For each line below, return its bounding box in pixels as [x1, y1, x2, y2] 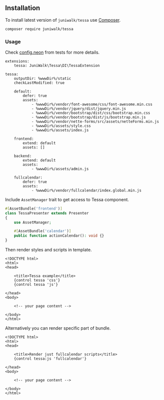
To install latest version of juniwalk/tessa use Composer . [5, 17, 121, 23]
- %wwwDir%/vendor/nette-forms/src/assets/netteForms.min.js [31, 119, 160, 124]
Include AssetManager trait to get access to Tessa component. [5, 196, 129, 202]
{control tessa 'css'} [14, 278, 60, 283]
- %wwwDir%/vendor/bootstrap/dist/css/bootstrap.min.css [31, 110, 151, 115]
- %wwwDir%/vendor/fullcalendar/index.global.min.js [31, 188, 141, 193]
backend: [14, 154, 32, 158]
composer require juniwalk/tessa [5, 27, 74, 31]
